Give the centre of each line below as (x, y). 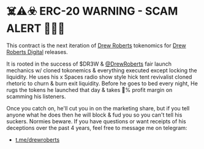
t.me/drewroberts (37, 139)
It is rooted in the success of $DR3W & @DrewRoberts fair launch (89, 64)
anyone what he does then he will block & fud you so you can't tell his (94, 115)
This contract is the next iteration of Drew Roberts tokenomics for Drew (96, 45)
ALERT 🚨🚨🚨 (36, 29)
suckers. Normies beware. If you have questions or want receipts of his (96, 121)
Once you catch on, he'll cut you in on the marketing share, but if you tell (98, 108)
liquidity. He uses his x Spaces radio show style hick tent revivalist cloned (99, 77)
